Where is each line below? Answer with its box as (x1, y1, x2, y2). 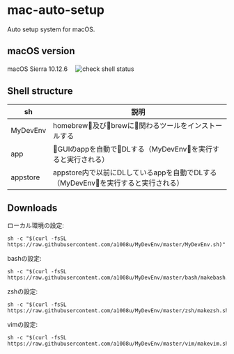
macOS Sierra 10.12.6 (7, 65, 68, 73)
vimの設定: (7, 321, 38, 329)
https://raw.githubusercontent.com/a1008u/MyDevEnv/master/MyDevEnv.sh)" (7, 241, 226, 248)
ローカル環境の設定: (7, 221, 65, 230)
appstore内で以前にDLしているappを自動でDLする (53, 168, 217, 177)
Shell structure (7, 86, 73, 97)
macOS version (7, 45, 75, 57)
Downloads (7, 202, 58, 214)
